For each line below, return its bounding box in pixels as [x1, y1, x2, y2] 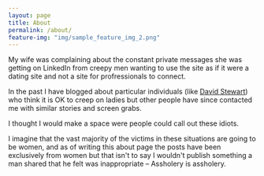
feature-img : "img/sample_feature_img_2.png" [8, 33, 160, 42]
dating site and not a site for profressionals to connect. [8, 71, 187, 81]
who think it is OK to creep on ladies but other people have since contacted [8, 95, 253, 104]
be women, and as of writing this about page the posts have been [8, 142, 221, 152]
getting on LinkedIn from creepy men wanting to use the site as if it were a [8, 64, 250, 73]
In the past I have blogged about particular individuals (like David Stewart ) [8, 87, 248, 97]
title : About [8, 19, 51, 27]
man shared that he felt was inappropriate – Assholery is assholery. [8, 159, 227, 169]
